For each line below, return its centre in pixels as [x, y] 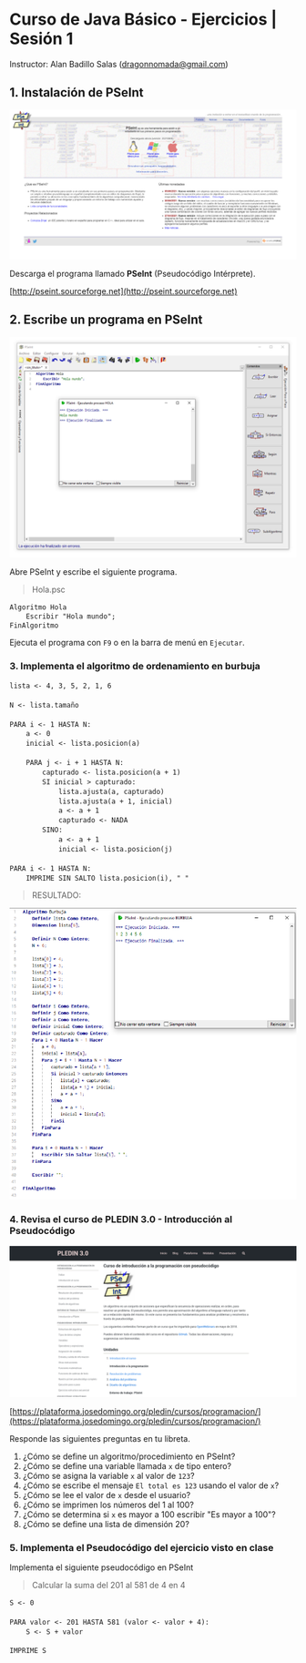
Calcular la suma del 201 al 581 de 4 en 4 [108, 1585]
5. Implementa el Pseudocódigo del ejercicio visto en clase [142, 1547]
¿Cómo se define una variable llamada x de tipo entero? [127, 1465]
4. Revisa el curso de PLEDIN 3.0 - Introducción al [121, 1219]
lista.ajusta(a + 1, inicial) [115, 801]
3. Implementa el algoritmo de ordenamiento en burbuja [135, 666]
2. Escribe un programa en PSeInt [106, 320]
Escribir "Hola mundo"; [71, 616]
